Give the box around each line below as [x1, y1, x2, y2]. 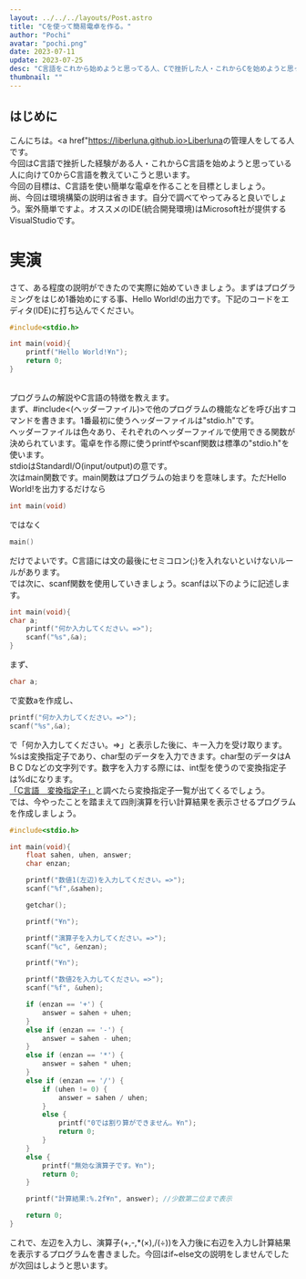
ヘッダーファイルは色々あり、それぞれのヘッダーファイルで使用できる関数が [9, 426, 296, 437]
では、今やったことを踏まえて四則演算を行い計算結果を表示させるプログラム [9, 795, 296, 807]
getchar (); [25, 900, 67, 910]
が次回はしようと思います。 [9, 1260, 113, 1271]
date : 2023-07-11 [9, 47, 76, 57]
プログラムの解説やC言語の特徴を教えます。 [9, 391, 175, 402]
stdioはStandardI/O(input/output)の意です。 [9, 460, 173, 471]
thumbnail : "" [9, 73, 64, 82]
